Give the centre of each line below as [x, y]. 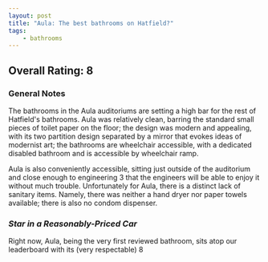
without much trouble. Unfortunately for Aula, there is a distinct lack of [125, 186]
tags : [17, 30]
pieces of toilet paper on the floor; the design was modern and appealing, [130, 127]
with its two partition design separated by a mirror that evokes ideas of [125, 136]
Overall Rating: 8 [51, 70]
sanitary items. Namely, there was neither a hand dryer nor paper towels [128, 194]
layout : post [30, 16]
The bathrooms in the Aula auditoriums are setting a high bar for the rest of [132, 111]
